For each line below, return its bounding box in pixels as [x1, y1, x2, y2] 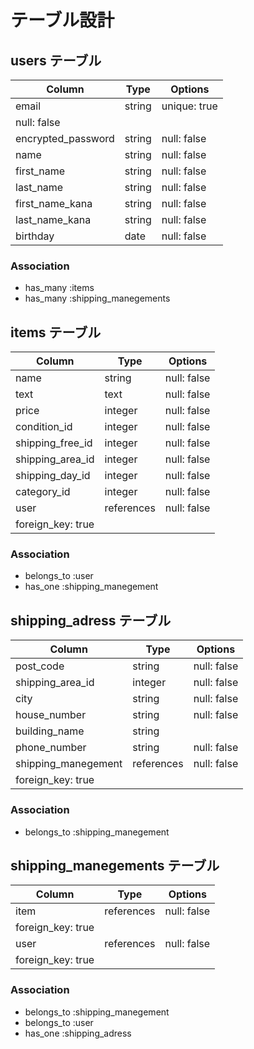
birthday [15, 229, 55, 243]
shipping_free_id [15, 436, 93, 450]
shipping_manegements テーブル [10, 857, 220, 874]
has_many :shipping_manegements [24, 292, 171, 305]
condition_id [15, 420, 73, 434]
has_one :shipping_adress [24, 1027, 132, 1039]
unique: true [161, 99, 218, 113]
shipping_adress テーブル [10, 612, 172, 629]
